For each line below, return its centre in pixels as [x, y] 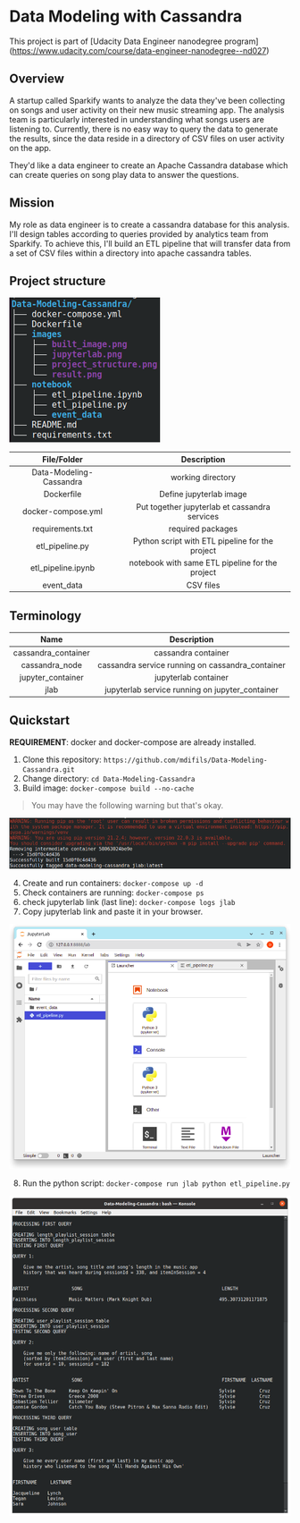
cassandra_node [52, 664]
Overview [37, 79]
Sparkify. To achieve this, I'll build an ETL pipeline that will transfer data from [150, 243]
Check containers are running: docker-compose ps [113, 893]
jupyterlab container [192, 678]
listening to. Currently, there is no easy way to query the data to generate [144, 129]
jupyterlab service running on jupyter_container [191, 690]
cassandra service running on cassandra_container [192, 664]
